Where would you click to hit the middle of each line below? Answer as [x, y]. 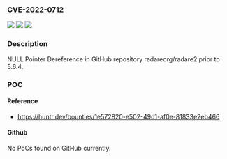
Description [28, 44]
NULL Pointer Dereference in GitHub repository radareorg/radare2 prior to [113, 59]
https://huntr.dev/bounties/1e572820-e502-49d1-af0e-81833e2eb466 [118, 116]
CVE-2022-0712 [36, 10]
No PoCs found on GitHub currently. [59, 148]
